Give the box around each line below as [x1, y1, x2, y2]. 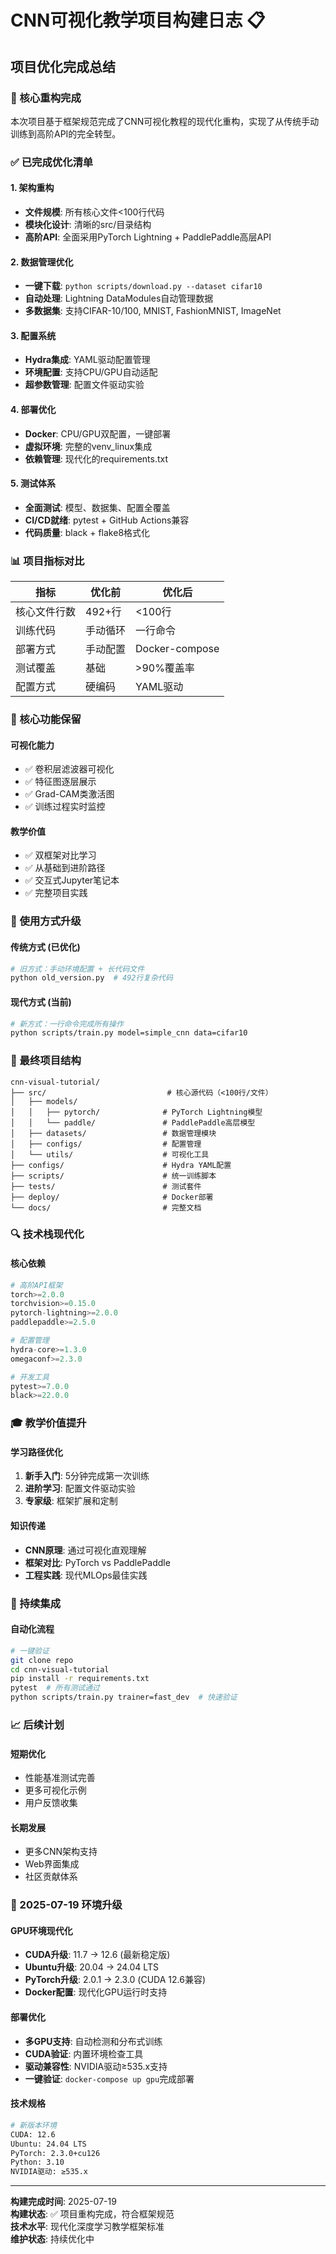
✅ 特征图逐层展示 [24, 776, 97, 788]
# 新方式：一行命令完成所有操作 [10, 1019, 124, 1029]
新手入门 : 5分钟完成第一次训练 [24, 1470, 150, 1482]
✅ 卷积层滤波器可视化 [24, 763, 115, 775]
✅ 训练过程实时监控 [24, 801, 106, 813]
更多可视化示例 [24, 1784, 87, 1796]
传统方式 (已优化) [10, 941, 81, 953]
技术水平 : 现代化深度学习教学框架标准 [10, 2221, 165, 2233]
